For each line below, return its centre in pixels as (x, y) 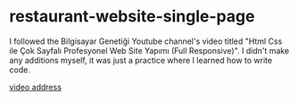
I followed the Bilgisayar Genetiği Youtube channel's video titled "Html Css (146, 41)
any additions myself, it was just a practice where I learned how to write (141, 60)
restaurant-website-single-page (132, 17)
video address (36, 87)
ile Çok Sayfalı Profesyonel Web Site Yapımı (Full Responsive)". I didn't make (149, 50)
